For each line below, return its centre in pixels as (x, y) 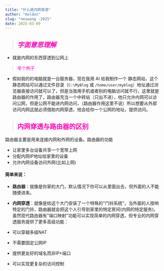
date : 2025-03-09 (23, 23)
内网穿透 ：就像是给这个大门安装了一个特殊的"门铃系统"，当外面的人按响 (85, 203)
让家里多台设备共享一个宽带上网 (45, 150)
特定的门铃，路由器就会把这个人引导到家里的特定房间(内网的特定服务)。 (85, 209)
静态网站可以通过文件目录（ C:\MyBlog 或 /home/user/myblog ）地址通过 (83, 85)
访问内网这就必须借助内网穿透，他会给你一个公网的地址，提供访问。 (81, 110)
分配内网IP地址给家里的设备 (40, 156)
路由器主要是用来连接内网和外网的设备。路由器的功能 (59, 139)
